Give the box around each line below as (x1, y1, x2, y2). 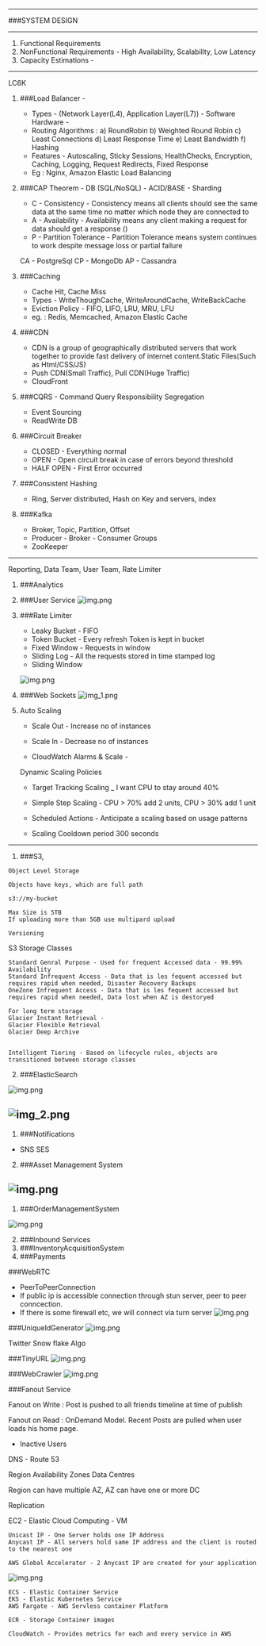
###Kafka (19, 509, 53, 519)
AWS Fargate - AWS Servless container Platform (8, 1602, 169, 1610)
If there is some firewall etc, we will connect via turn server (19, 1307, 212, 1317)
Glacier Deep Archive (8, 1028, 80, 1036)
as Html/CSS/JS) (31, 360, 87, 369)
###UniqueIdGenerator (8, 1322, 85, 1333)
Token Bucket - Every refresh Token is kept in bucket (31, 635, 205, 643)
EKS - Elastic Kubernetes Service (8, 1595, 123, 1603)
